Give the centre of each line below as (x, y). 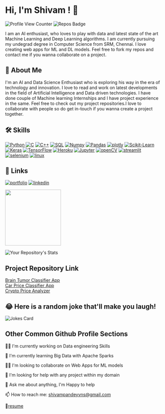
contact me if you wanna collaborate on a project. (56, 55)
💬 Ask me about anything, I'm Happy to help (50, 384)
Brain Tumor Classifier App (33, 280)
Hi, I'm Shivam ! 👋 (42, 10)
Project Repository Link (42, 268)
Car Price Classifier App (30, 286)
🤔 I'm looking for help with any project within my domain (62, 375)
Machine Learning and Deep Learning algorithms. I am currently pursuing (80, 39)
